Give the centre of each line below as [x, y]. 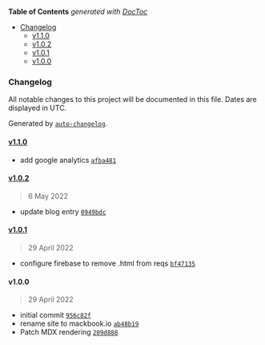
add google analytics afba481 [68, 160]
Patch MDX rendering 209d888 [69, 332]
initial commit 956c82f [55, 315]
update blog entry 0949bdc [63, 211]
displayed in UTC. [38, 108]
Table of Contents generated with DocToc [78, 12]
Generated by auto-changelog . [58, 124]
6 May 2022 [48, 196]
